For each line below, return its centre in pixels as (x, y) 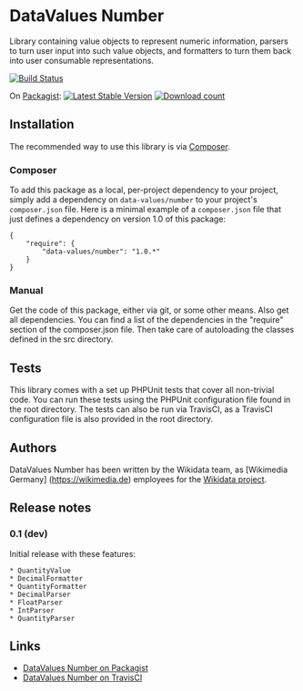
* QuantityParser (42, 618)
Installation (42, 124)
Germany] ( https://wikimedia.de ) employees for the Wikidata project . (138, 479)
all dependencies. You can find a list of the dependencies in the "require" (146, 320)
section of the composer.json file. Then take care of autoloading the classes (152, 330)
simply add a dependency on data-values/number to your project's (133, 200)
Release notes (50, 508)
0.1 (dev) (29, 534)
